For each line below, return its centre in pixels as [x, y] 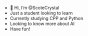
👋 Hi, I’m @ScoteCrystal [34, 8]
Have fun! [20, 29]
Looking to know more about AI [42, 23]
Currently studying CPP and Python [46, 18]
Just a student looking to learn [41, 13]
